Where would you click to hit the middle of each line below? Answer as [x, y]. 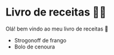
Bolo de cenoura [34, 47]
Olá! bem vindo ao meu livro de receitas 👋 [57, 29]
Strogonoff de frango [40, 40]
